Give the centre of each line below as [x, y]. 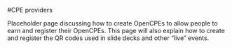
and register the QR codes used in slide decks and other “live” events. [108, 38]
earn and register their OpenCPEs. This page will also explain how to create [116, 31]
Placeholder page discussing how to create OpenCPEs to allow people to [113, 23]
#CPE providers [30, 10]
